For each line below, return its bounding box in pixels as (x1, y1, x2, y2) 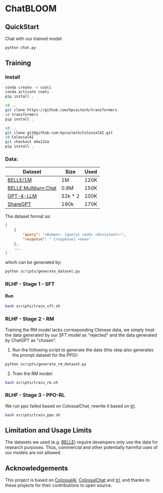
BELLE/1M (7, 177, 32, 184)
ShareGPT (7, 201, 31, 208)
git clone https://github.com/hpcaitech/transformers (5, 108, 118, 113)
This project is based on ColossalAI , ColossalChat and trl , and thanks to (5, 477, 150, 483)
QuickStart (5, 23, 39, 31)
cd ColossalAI (5, 135, 34, 140)
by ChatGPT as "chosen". (5, 337, 56, 343)
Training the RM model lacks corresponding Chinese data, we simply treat (5, 327, 155, 333)
